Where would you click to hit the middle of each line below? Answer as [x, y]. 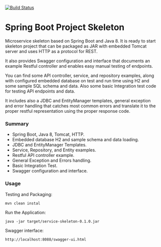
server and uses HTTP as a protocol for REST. [51, 51]
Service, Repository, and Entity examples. [54, 150]
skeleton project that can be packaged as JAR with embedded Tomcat [76, 46]
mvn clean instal [23, 203]
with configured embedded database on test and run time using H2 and [77, 80]
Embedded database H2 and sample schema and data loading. [76, 140]
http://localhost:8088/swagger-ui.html [46, 239]
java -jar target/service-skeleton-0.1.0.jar [52, 221]
